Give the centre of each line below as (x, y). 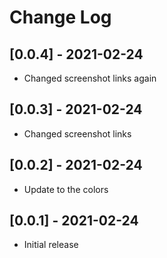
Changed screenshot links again (90, 78)
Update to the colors (66, 189)
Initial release (51, 245)
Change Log (60, 17)
